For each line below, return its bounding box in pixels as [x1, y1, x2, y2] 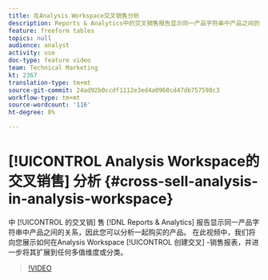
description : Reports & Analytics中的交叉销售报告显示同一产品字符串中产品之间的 [8, 19, 260, 27]
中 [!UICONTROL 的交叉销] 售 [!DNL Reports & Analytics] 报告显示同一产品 [8, 217, 253, 226]
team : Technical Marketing [8, 64, 98, 72]
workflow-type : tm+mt [8, 94, 81, 102]
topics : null [8, 34, 52, 42]
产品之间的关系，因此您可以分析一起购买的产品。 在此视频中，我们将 [29, 227, 256, 237]
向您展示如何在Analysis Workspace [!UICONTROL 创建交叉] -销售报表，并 [8, 237, 252, 246]
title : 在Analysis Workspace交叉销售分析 [8, 11, 140, 20]
